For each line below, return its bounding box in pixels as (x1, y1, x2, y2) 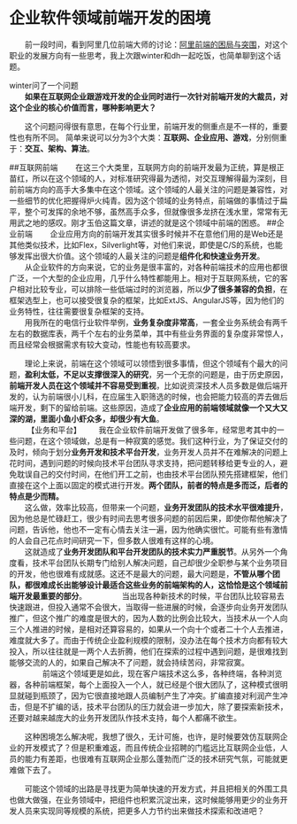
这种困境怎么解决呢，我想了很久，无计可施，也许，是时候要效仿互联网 (24, 731, 280, 742)
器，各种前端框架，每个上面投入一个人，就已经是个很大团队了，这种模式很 (9, 679, 280, 689)
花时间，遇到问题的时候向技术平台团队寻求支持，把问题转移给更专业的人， (9, 457, 280, 468)
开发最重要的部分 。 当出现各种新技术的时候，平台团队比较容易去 (16, 590, 285, 601)
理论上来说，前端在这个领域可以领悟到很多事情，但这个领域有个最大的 (24, 358, 280, 369)
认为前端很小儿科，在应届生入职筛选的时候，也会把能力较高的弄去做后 (32, 391, 288, 401)
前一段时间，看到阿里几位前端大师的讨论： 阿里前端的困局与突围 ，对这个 (24, 39, 288, 50)
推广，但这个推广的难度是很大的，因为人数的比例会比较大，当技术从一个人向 (9, 612, 288, 623)
